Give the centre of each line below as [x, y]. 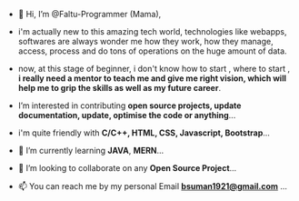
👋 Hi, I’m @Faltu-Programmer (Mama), [90, 14]
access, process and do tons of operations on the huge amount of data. [153, 51]
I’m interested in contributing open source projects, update [130, 106]
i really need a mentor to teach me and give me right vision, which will [152, 78]
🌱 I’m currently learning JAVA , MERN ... [91, 151]
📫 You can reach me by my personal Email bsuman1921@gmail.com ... [153, 186]
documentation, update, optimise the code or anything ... [127, 115]
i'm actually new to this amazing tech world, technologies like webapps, [153, 31]
